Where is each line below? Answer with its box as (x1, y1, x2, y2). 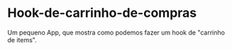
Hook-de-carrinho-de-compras (7, 5, 197, 21)
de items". (7, 35, 37, 44)
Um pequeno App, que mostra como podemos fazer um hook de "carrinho (7, 28, 226, 37)
